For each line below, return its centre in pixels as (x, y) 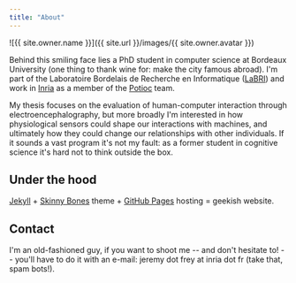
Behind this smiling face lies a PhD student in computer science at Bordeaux (148, 59)
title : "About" (37, 17)
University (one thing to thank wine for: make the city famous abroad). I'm (144, 69)
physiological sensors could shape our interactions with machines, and (138, 124)
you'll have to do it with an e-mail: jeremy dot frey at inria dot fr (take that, (148, 260)
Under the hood (53, 180)
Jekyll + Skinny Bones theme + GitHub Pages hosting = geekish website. (142, 201)
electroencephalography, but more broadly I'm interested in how (126, 114)
